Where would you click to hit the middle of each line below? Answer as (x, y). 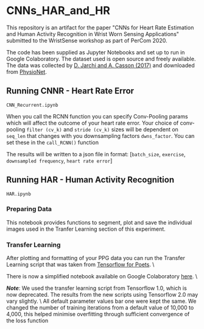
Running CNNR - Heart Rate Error (70, 91)
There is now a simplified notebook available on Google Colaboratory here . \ (102, 277)
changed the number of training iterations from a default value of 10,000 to (100, 308)
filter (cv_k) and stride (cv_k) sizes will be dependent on (102, 129)
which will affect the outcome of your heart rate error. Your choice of (93, 123)
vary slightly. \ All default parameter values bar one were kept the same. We (101, 301)
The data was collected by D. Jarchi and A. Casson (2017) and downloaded (100, 65)
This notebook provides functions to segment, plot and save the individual (99, 222)
